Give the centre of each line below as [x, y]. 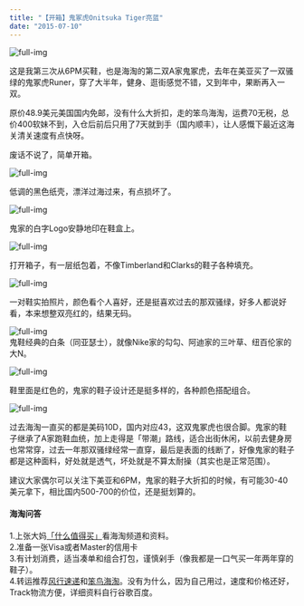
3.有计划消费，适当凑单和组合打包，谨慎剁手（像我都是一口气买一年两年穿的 [152, 558]
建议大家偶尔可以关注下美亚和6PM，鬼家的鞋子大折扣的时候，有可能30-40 [149, 480]
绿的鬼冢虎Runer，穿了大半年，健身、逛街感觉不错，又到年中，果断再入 [143, 82]
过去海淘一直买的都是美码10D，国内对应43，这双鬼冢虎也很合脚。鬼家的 [144, 427]
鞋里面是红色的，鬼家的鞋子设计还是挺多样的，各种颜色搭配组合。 [132, 390]
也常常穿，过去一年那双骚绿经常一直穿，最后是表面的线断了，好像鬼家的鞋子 [152, 449]
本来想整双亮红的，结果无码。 [81, 313]
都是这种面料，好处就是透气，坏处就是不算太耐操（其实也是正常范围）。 [142, 461]
